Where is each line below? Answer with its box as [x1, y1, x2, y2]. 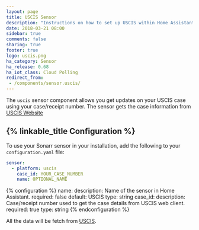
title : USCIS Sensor [6, 14, 57, 20]
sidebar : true [6, 31, 41, 37]
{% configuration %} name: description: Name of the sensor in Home [6, 187, 175, 194]
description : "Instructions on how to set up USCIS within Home [6, 20, 168, 25]
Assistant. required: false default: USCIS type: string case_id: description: [6, 193, 185, 200]
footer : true [6, 47, 38, 53]
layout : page [6, 8, 38, 15]
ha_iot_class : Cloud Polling [6, 69, 78, 75]
